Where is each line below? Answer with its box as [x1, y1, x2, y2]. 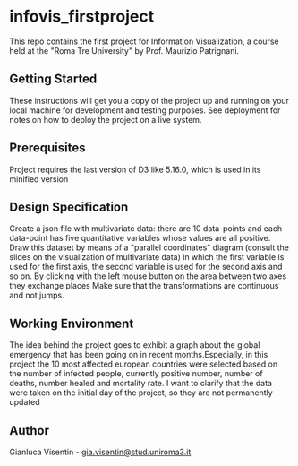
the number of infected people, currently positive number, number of [9, 368, 263, 379]
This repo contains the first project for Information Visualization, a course [9, 36, 279, 47]
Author [9, 423, 49, 438]
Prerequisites [9, 141, 86, 156]
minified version [9, 173, 69, 185]
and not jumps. [9, 289, 64, 301]
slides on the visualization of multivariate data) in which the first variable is [9, 252, 285, 263]
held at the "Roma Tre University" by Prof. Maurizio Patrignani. [9, 45, 240, 56]
